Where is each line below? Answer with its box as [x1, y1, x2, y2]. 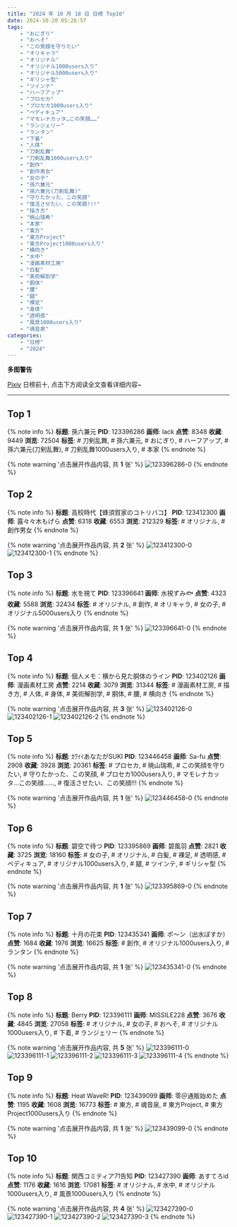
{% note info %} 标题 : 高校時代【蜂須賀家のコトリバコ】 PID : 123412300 [7, 508, 218, 516]
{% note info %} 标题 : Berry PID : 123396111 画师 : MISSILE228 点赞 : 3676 [7, 1010, 218, 1019]
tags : [7, 23, 23, 30]
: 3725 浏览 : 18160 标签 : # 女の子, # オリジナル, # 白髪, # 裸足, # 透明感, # [13, 851, 226, 859]
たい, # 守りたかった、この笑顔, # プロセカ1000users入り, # [7, 770, 181, 779]
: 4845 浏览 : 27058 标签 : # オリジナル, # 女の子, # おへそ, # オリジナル [13, 1019, 219, 1028]
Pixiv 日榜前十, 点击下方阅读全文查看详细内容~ [7, 381, 142, 389]
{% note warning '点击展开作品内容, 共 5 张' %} [7, 1043, 145, 1052]
